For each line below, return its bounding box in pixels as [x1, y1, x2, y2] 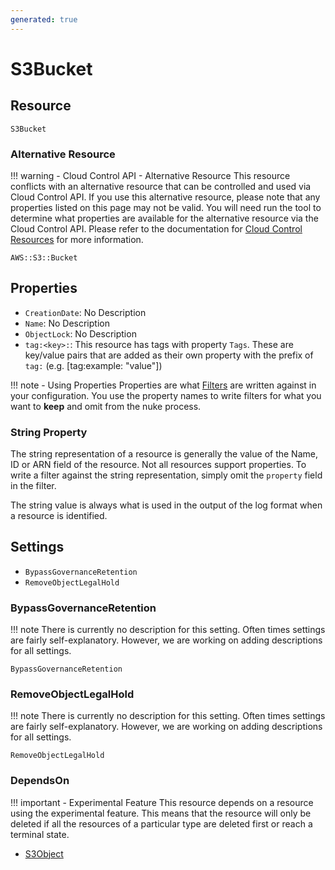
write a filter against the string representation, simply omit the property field [10, 469, 323, 481]
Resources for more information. [10, 233, 144, 245]
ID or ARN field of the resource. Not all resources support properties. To [10, 459, 307, 471]
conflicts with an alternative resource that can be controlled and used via [10, 180, 312, 192]
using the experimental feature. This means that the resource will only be [10, 807, 312, 819]
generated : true [10, 14, 78, 25]
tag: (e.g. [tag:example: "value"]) [24, 359, 163, 371]
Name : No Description [24, 317, 110, 329]
